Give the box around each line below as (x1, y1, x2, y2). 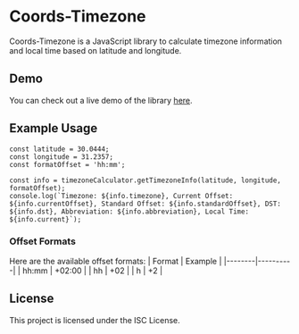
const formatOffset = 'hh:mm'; (9, 160, 126, 169)
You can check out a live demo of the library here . (9, 95, 194, 105)
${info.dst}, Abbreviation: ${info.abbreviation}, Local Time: (9, 207, 250, 216)
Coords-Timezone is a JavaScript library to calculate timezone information (9, 36, 283, 46)
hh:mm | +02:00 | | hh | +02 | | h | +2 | (21, 265, 163, 276)
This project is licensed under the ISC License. (9, 314, 180, 325)
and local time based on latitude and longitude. (9, 45, 182, 55)
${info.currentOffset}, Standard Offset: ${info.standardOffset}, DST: (9, 199, 281, 208)
